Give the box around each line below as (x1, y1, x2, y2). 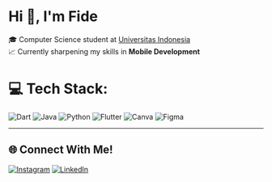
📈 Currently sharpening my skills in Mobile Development (8, 46, 201, 56)
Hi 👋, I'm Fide (8, 7, 99, 26)
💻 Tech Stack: (8, 80, 108, 98)
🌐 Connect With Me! (8, 143, 113, 157)
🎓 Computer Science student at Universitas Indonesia (8, 34, 191, 44)
